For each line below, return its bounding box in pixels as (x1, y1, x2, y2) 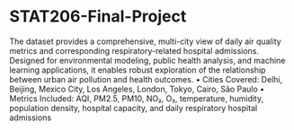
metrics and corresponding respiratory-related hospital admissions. (9, 45, 259, 56)
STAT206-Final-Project (9, 6, 187, 27)
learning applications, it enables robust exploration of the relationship (9, 65, 266, 75)
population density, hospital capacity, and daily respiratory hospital (9, 102, 258, 113)
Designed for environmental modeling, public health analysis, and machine (9, 55, 286, 65)
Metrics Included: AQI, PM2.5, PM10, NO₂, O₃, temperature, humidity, (9, 92, 264, 104)
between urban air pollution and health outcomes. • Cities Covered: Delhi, (9, 74, 283, 84)
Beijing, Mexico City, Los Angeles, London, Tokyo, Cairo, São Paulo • (9, 83, 265, 94)
